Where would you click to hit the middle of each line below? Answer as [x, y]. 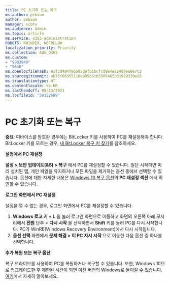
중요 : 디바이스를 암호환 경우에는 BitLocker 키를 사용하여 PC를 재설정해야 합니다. [84, 137]
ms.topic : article [25, 34]
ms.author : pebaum [25, 15]
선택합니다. [24, 242]
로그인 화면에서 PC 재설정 [30, 195]
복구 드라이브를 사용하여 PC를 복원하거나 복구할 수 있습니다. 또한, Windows [80, 264]
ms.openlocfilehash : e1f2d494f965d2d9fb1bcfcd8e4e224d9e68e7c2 [74, 72]
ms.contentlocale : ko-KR [31, 86]
